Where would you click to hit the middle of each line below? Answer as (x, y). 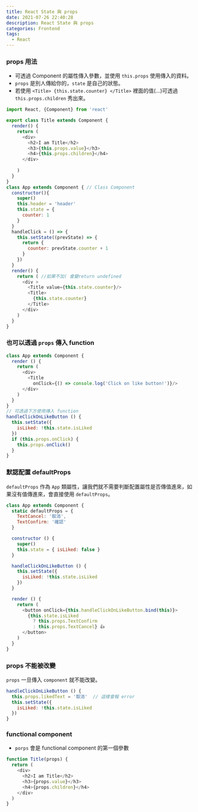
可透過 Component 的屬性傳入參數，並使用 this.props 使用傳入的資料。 (103, 76)
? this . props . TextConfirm (65, 621)
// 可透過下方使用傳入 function (42, 411)
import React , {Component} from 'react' (57, 110)
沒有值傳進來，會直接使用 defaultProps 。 (62, 494)
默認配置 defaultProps (39, 472)
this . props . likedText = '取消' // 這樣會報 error (73, 696)
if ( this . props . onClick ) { (45, 439)
